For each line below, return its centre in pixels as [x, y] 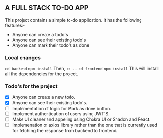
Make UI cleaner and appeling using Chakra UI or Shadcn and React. [81, 119]
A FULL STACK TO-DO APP [47, 8]
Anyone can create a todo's [40, 34]
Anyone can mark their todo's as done [51, 45]
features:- [15, 25]
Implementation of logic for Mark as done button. [62, 108]
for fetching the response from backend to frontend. [65, 130]
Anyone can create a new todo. [44, 97]
